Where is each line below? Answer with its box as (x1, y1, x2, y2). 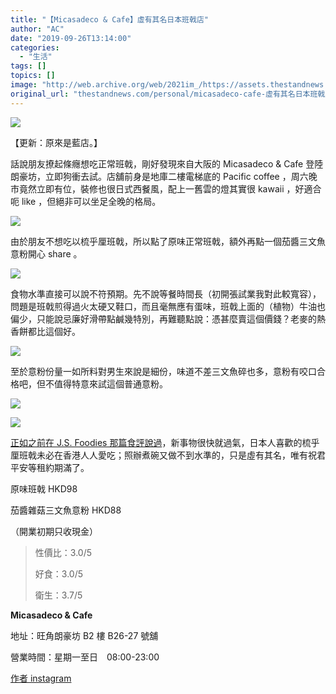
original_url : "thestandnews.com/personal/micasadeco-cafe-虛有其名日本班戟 (10, 89, 326, 99)
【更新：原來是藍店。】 (10, 136, 103, 148)
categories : (10, 42, 60, 53)
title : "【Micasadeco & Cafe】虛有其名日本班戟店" (10, 14, 209, 25)
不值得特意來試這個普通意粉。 (44, 377, 168, 390)
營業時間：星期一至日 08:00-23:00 (10, 651, 160, 663)
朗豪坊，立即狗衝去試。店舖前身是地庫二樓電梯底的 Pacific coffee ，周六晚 (10, 170, 318, 182)
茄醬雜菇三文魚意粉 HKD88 (10, 504, 122, 516)
